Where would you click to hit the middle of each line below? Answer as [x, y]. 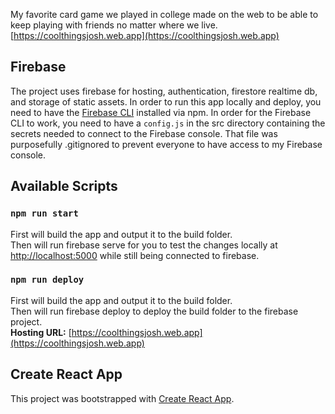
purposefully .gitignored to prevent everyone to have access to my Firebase [166, 144]
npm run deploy [47, 280]
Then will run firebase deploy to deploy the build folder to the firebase [154, 311]
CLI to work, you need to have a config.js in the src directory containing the [168, 123]
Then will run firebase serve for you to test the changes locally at [144, 245]
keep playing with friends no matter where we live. [114, 25]
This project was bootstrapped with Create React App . [122, 398]
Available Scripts [64, 186]
